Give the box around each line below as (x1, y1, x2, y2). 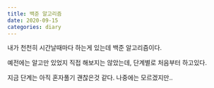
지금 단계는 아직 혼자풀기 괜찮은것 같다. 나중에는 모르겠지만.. (7, 73, 173, 82)
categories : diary (7, 23, 61, 30)
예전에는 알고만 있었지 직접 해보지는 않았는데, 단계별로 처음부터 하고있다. (7, 58, 207, 67)
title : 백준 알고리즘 (7, 10, 62, 18)
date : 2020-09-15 (7, 17, 59, 24)
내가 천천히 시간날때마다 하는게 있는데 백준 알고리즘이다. (7, 44, 162, 52)
